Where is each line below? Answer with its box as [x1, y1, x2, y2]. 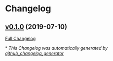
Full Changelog [5, 35, 36, 41]
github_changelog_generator [5, 50, 64, 56]
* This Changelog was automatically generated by [5, 45, 108, 51]
